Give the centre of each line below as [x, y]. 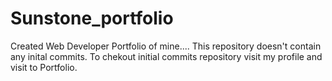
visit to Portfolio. [44, 67]
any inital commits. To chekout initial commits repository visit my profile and [166, 56]
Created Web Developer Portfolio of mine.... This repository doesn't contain [166, 46]
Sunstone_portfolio [92, 18]
